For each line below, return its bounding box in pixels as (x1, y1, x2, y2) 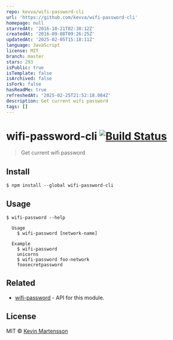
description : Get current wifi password (6, 98, 109, 104)
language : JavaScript (6, 43, 60, 49)
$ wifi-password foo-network (17, 257, 90, 263)
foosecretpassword (17, 262, 63, 268)
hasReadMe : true (6, 87, 47, 93)
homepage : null (6, 20, 44, 26)
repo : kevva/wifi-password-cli (6, 8, 84, 15)
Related (6, 278, 36, 288)
